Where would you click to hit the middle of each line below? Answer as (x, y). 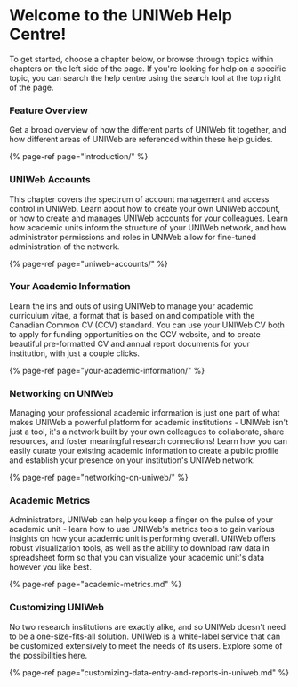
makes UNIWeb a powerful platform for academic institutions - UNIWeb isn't (149, 423)
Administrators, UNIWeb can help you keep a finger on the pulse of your (141, 520)
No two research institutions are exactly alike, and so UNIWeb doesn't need (148, 626)
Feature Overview (49, 110)
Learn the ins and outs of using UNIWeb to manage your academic (131, 306)
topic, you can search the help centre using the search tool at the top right (145, 77)
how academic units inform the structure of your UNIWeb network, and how (148, 227)
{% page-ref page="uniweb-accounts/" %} (89, 263)
